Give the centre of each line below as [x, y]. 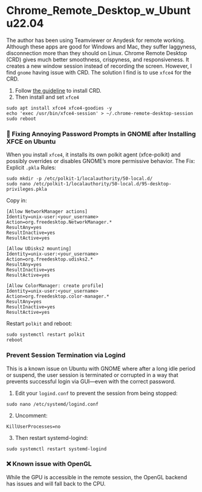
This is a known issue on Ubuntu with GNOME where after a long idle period [101, 368]
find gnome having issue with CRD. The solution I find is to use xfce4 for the [99, 72]
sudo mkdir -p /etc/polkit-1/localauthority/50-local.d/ [80, 179]
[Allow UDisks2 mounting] [39, 249]
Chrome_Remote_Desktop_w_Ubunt [99, 11]
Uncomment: [31, 415]
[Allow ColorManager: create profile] [55, 286]
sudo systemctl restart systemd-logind [57, 449]
